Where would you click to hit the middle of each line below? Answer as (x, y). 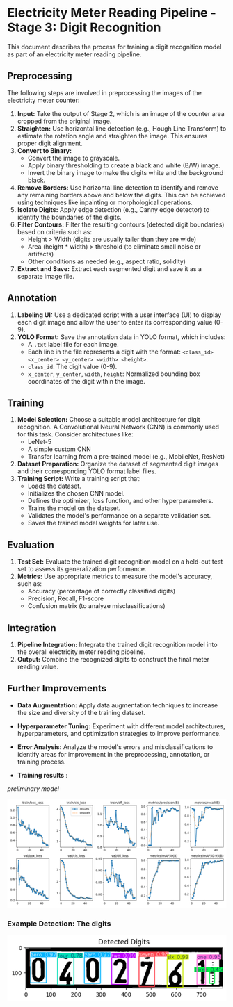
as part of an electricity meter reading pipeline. (74, 54)
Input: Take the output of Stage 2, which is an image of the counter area (121, 113)
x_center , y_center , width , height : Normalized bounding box (114, 374)
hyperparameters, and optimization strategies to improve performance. (119, 733)
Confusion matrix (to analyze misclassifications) (96, 606)
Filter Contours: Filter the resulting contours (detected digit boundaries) (121, 224)
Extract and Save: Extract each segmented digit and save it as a (109, 268)
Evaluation (31, 545)
